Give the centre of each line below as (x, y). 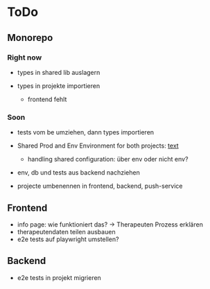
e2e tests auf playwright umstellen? (68, 239)
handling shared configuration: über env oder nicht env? (108, 159)
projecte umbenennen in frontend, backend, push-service (100, 186)
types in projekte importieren (59, 86)
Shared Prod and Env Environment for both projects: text (98, 146)
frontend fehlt (47, 99)
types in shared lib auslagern (59, 72)
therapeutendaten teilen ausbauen (66, 231)
